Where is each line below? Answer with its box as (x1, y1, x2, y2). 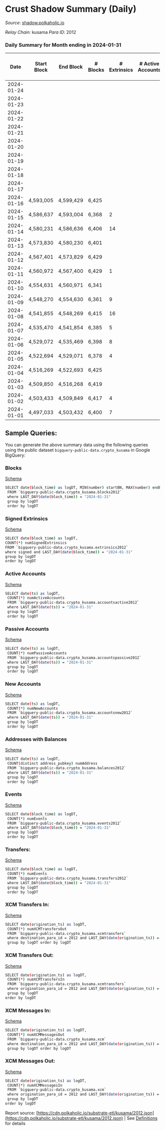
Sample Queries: (5, 429, 57, 437)
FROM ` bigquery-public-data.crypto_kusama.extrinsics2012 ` (5, 545, 129, 550)
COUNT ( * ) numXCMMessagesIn (7, 1083, 63, 1088)
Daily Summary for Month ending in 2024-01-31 (5, 41, 122, 48)
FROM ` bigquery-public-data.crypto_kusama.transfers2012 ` (7, 876, 129, 881)
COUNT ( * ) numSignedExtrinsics (5, 540, 67, 545)
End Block (58, 63, 83, 70)
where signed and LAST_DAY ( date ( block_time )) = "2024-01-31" (5, 550, 133, 554)
